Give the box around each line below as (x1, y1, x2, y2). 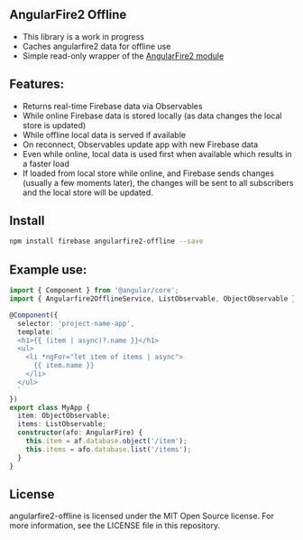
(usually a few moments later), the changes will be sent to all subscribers (22, 177, 294, 188)
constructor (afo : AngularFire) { (17, 428, 143, 437)
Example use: (9, 262, 87, 277)
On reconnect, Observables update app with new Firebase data (22, 139, 259, 150)
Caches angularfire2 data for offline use (22, 41, 171, 51)
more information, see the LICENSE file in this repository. (9, 520, 221, 531)
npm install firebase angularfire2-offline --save (9, 237, 204, 247)
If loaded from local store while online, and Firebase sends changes (22, 167, 275, 179)
